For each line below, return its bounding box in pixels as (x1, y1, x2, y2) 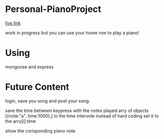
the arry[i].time (5, 118, 36, 124)
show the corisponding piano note (5, 127, 76, 133)
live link (5, 20, 21, 26)
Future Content (5, 81, 69, 93)
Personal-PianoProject (5, 3, 101, 15)
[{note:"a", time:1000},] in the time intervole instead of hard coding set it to (5, 112, 159, 118)
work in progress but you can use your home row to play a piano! (5, 29, 139, 35)
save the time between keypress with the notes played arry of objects (5, 107, 149, 113)
